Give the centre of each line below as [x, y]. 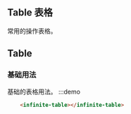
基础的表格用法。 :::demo [44, 91]
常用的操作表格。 [32, 31]
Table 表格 [30, 13]
